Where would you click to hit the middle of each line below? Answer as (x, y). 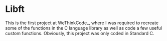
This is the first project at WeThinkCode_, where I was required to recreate (82, 23)
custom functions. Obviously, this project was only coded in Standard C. (80, 33)
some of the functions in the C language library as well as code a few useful (83, 28)
